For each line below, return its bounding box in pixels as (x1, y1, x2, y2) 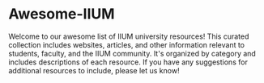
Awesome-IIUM (8, 5, 115, 23)
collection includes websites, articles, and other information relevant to (8, 39, 245, 49)
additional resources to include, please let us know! (8, 65, 180, 75)
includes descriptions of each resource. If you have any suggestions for (8, 57, 249, 67)
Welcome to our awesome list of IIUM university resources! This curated (8, 31, 249, 41)
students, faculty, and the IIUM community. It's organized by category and (8, 48, 257, 58)
